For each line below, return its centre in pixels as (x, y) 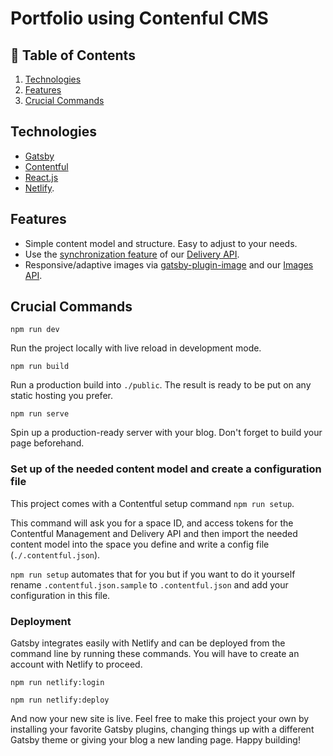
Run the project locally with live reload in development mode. (136, 348)
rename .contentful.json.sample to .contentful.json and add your (149, 584)
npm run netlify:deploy (60, 700)
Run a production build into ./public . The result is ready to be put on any (161, 385)
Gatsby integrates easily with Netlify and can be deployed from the (148, 643)
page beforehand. (47, 443)
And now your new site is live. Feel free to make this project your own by (160, 719)
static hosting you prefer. (61, 396)
